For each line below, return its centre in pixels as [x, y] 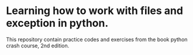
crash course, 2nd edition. [38, 46]
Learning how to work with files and [94, 11]
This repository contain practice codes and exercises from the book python [97, 39]
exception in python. [57, 23]
